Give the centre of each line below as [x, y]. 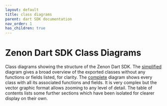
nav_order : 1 [19, 24]
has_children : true [25, 28]
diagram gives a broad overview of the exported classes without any [75, 72]
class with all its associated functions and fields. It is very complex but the [81, 83]
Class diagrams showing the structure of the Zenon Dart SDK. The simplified [83, 67]
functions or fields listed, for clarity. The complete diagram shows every [79, 77]
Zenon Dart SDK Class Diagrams [73, 53]
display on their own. [27, 99]
